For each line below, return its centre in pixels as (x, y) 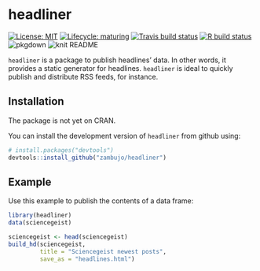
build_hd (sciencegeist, (47, 244)
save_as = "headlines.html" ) (87, 259)
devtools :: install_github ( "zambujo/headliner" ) (88, 158)
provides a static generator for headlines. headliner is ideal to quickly (121, 68)
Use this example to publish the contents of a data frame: (101, 201)
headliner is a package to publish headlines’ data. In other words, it (117, 60)
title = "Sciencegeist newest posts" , (103, 251)
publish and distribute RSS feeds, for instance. (83, 76)
